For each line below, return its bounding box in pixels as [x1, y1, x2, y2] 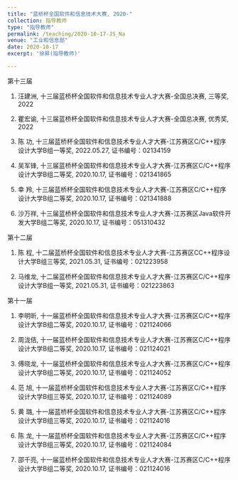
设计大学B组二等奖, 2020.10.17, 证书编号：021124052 [17, 368, 172, 377]
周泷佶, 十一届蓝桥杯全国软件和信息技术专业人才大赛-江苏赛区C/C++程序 [17, 335, 231, 343]
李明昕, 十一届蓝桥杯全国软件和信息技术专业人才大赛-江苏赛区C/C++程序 [17, 311, 231, 320]
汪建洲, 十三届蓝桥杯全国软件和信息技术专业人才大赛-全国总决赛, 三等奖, [17, 92, 229, 100]
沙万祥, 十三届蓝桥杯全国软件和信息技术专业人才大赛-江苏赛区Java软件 [17, 209, 225, 218]
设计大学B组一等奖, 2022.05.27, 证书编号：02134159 [17, 146, 171, 154]
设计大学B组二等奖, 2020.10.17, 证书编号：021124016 [17, 464, 171, 473]
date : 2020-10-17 [7, 43, 59, 50]
